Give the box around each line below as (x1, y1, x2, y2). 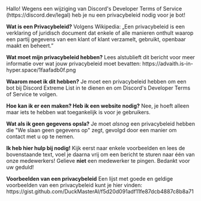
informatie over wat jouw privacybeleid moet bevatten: (6, 60, 141, 67)
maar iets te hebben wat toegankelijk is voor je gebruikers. (6, 109, 151, 115)
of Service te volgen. (6, 91, 58, 98)
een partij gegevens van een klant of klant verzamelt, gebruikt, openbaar (6, 36, 186, 42)
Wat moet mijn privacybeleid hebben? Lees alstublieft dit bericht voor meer (6, 54, 195, 60)
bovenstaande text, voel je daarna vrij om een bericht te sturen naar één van (6, 151, 195, 158)
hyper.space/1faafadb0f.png (6, 66, 76, 74)
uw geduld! (6, 164, 34, 170)
